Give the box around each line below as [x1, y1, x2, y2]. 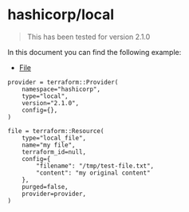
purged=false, [22, 183, 69, 190]
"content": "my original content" [36, 169, 151, 177]
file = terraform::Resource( [7, 127, 104, 135]
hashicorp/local [7, 6, 115, 24]
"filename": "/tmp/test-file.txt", [36, 162, 155, 170]
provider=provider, [22, 190, 87, 198]
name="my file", [22, 141, 77, 149]
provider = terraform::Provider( [7, 78, 119, 86]
